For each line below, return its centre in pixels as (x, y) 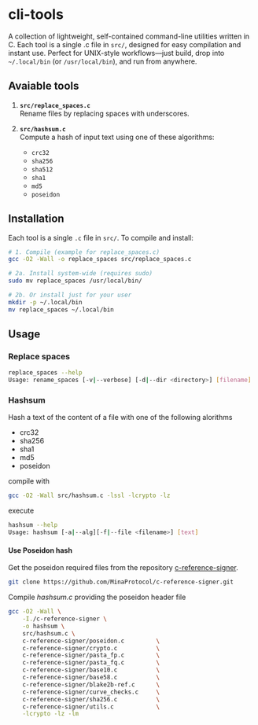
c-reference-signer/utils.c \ (91, 707)
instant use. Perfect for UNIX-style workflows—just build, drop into (116, 53)
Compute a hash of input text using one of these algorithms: (117, 137)
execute (21, 511)
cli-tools (36, 15)
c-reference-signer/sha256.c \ (91, 699)
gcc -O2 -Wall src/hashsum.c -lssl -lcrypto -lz (89, 496)
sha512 (42, 169)
